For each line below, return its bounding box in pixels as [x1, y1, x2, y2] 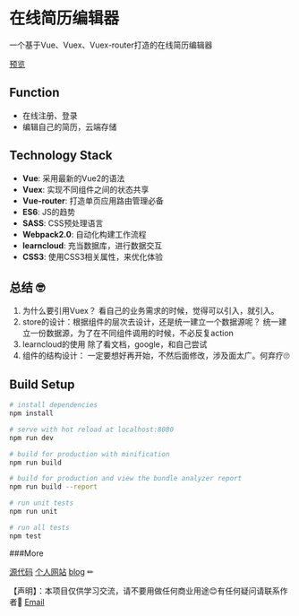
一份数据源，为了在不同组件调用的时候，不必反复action [30, 328, 235, 339]
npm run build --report [9, 482, 98, 491]
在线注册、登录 [21, 109, 78, 121]
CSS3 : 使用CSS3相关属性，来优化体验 [21, 251, 164, 262]
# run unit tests [9, 499, 74, 508]
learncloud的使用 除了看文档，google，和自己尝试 [21, 339, 208, 350]
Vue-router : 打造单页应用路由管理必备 [21, 195, 164, 206]
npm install [9, 409, 54, 418]
